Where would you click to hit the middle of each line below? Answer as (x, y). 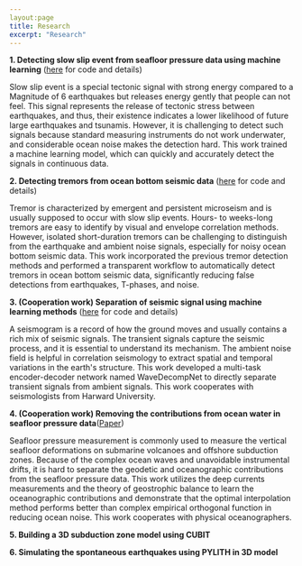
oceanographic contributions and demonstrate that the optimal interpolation (150, 498)
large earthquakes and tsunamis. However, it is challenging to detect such (146, 125)
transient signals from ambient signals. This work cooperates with (132, 387)
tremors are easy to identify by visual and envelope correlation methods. (144, 227)
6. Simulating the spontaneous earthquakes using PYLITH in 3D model (144, 552)
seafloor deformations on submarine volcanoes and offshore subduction (144, 451)
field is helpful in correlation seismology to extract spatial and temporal (141, 358)
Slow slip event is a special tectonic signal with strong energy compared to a (151, 87)
